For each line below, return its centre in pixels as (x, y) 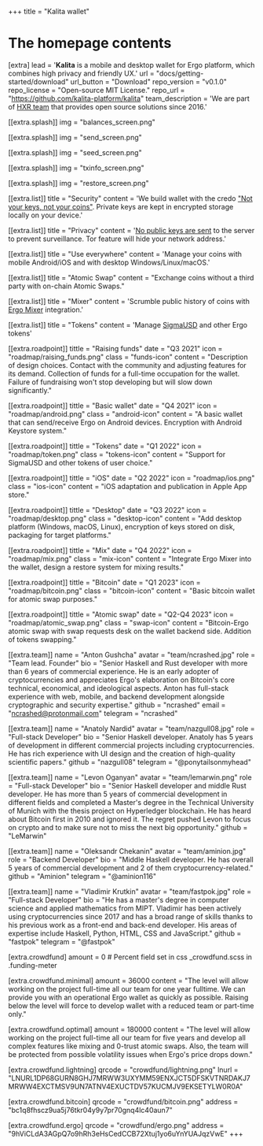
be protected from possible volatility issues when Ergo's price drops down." (131, 1054)
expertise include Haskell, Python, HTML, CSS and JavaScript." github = (125, 933)
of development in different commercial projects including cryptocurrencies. (131, 745)
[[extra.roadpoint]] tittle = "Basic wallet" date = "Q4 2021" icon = (113, 406)
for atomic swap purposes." (53, 599)
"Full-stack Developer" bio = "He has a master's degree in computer (119, 899)
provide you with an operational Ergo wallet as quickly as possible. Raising (128, 997)
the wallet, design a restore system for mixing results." (96, 567)
